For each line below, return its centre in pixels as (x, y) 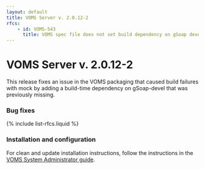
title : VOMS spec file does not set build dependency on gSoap (105, 35)
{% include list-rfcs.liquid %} (43, 124)
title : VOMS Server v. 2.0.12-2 (47, 18)
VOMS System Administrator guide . (51, 159)
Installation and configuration (51, 140)
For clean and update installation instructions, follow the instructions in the (100, 153)
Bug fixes (21, 110)
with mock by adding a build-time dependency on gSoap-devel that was (97, 88)
